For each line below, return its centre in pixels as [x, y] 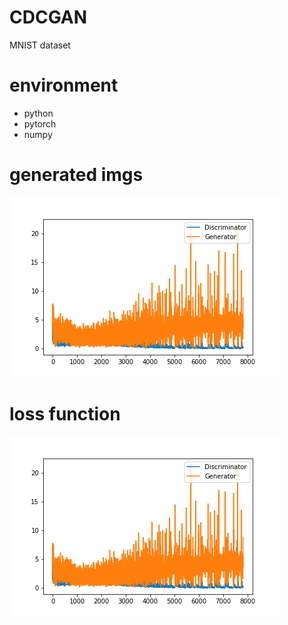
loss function [65, 414]
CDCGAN [48, 17]
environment [64, 85]
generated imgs [76, 175]
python [38, 113]
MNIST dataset [40, 45]
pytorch [40, 123]
